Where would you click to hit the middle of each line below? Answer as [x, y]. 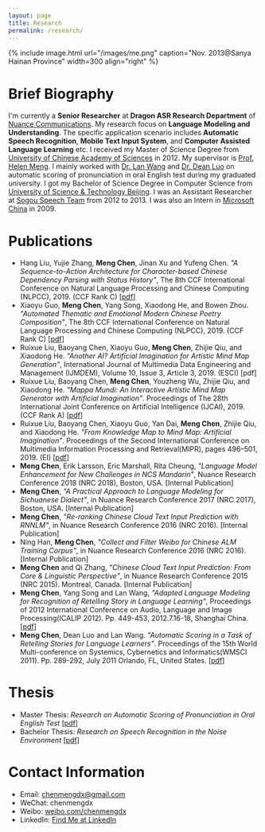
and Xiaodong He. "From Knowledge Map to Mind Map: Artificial [126, 432]
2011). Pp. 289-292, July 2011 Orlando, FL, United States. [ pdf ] [122, 661]
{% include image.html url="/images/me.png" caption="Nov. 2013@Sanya [130, 53]
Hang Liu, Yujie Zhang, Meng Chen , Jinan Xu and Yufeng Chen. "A [129, 263]
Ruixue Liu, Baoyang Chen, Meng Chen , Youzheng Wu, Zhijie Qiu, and [135, 381]
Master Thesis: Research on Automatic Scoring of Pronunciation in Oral [137, 715]
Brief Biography [61, 94]
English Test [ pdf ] [49, 723]
